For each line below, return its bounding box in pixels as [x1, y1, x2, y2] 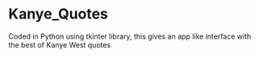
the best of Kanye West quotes [8, 39, 111, 49]
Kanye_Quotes [8, 5, 109, 23]
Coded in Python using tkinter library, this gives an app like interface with [8, 31, 252, 41]
